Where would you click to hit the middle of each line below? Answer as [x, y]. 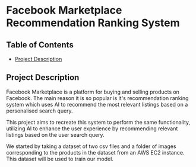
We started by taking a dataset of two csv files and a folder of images [91, 146]
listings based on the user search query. [56, 134]
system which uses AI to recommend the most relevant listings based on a [97, 104]
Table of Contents [40, 45]
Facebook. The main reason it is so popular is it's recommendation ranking [97, 98]
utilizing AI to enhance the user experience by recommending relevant [92, 129]
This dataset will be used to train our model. [60, 159]
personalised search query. [39, 111]
